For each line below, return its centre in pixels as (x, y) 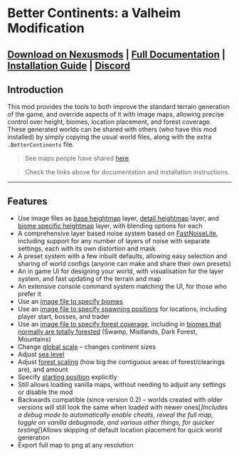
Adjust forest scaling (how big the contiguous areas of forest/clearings (121, 362)
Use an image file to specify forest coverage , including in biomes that (119, 324)
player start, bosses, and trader (64, 317)
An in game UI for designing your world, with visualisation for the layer (121, 271)
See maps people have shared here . (78, 159)
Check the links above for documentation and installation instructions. (127, 172)
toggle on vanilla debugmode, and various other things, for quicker (116, 423)
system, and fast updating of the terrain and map (89, 279)
